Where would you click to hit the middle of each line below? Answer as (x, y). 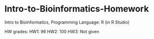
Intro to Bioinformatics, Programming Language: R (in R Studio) (67, 22)
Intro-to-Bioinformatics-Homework (77, 9)
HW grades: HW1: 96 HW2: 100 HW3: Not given (52, 31)
